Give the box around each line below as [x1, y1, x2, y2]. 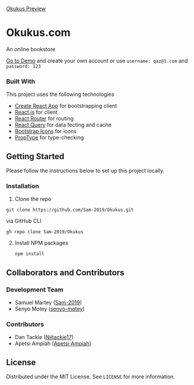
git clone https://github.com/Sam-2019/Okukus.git [6, 207, 134, 213]
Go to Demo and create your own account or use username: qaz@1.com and [6, 57, 188, 64]
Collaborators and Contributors [6, 268, 125, 278]
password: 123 [6, 63, 42, 69]
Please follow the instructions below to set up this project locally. [6, 167, 165, 175]
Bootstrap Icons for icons [14, 128, 77, 135]
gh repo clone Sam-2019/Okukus [6, 229, 84, 235]
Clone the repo [14, 195, 52, 203]
